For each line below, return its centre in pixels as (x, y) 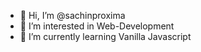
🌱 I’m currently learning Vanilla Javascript (105, 36)
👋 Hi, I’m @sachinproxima (72, 15)
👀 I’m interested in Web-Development (97, 26)
